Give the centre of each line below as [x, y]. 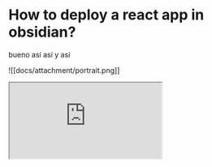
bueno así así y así [39, 54]
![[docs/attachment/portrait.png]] [64, 70]
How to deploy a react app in [106, 15]
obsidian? [42, 32]
